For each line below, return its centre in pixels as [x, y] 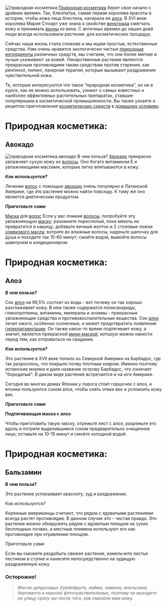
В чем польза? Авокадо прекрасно [114, 156]
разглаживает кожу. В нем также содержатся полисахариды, [71, 307]
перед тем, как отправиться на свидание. [50, 339]
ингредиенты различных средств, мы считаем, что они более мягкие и [81, 54]
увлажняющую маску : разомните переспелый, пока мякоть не [72, 221]
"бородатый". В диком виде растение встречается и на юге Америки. [79, 374]
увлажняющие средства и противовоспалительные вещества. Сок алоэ [82, 318]
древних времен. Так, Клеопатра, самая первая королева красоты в [78, 13]
